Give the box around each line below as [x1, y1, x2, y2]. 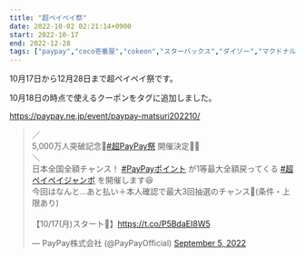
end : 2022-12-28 [9, 38, 71, 48]
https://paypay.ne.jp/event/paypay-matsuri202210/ [9, 111, 201, 122]
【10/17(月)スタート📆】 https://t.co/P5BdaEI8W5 [31, 219, 211, 230]
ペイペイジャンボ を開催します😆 [31, 174, 154, 186]
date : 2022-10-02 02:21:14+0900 [9, 22, 132, 31]
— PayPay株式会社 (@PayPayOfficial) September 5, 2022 [31, 238, 247, 249]
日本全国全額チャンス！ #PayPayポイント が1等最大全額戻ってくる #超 [31, 163, 294, 174]
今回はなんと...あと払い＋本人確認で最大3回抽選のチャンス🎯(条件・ [31, 186, 283, 197]
